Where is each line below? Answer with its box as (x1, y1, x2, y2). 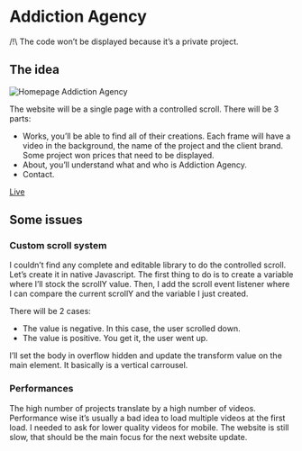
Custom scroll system (9, 239, 107, 252)
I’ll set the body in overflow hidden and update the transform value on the (9, 350, 282, 361)
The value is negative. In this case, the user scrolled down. (22, 323, 241, 334)
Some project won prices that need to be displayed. (22, 149, 215, 160)
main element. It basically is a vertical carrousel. (9, 360, 188, 371)
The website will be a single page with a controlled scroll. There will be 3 (9, 104, 279, 114)
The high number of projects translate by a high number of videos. (9, 402, 257, 413)
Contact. (22, 168, 55, 179)
